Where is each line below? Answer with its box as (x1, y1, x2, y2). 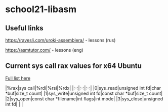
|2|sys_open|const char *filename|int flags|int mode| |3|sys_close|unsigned (5, 95, 163, 102)
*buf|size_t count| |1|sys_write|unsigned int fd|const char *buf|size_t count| (5, 90, 163, 96)
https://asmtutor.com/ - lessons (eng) (5, 47, 83, 53)
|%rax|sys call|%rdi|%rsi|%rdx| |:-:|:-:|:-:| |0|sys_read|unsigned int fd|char (5, 85, 161, 91)
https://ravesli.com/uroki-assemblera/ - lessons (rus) (5, 37, 116, 43)
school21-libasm (5, 4, 77, 15)
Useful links (5, 24, 44, 32)
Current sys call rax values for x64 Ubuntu (5, 62, 142, 70)
